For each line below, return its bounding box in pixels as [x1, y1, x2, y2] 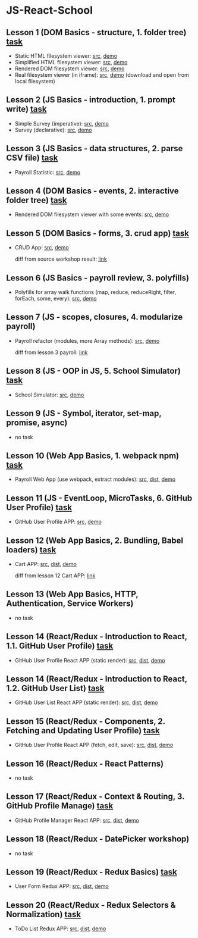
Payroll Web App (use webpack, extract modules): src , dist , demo [14, 476, 176, 483]
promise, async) [6, 418, 68, 428]
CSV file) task [6, 153, 58, 163]
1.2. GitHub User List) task [6, 683, 105, 693]
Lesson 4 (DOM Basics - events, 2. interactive [6, 186, 180, 196]
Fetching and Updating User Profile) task [6, 726, 161, 736]
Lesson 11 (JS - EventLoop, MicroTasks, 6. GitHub [6, 493, 193, 503]
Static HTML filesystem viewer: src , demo [14, 52, 118, 60]
